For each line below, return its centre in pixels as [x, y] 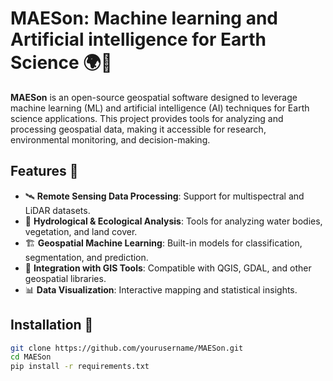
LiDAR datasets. [57, 210]
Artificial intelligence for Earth [138, 39]
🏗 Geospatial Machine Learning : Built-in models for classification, [163, 243]
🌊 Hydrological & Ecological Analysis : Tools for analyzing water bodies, [173, 221]
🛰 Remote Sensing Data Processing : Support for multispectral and [164, 196]
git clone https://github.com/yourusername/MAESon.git [127, 348]
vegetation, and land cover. [81, 231]
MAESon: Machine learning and [144, 18]
